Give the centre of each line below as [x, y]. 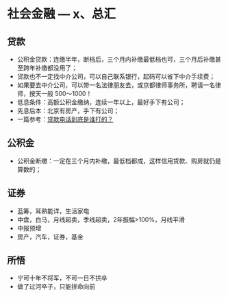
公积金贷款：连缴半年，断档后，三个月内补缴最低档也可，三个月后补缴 [116, 59]
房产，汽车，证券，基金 [50, 237]
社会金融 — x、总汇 [62, 14]
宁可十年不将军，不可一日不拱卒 [62, 278]
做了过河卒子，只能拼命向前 [56, 287]
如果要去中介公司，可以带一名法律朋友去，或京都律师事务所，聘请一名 [116, 85]
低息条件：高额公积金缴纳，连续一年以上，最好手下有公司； [101, 102]
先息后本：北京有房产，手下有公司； [68, 111]
